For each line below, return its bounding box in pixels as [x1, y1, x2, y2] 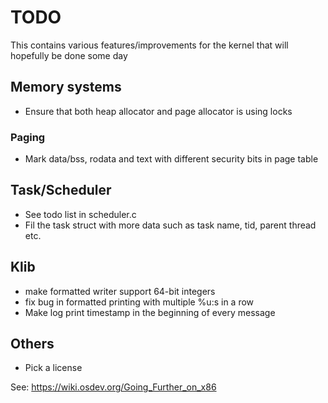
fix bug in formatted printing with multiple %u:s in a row [24, 296, 255, 308]
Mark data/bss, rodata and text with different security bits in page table [24, 153, 319, 165]
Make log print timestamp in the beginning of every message [24, 306, 276, 318]
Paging [10, 130, 46, 144]
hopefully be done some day [10, 49, 128, 61]
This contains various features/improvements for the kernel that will [10, 39, 289, 51]
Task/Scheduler [10, 182, 112, 199]
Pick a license [24, 362, 83, 374]
